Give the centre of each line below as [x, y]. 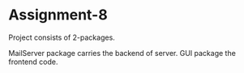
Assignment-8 [58, 15]
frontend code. [33, 62]
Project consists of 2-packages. [62, 37]
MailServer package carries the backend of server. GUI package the [122, 53]
